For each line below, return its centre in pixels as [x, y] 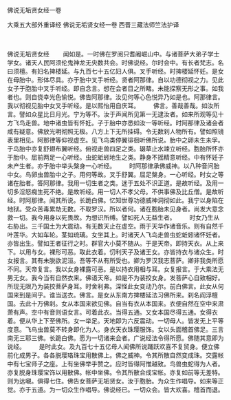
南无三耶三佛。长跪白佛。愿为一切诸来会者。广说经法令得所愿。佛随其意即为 [115, 338]
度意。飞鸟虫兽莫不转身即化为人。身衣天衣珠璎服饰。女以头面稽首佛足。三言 [115, 329]
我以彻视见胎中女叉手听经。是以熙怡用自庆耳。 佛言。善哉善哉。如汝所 [113, 106]
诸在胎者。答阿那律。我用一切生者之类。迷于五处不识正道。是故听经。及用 [112, 183]
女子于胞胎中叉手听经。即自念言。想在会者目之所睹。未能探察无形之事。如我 [115, 88]
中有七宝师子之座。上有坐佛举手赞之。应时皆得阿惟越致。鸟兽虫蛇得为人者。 [115, 364]
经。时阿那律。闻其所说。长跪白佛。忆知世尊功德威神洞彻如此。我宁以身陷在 [115, 200]
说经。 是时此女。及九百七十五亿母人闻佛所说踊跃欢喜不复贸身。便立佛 [113, 347]
